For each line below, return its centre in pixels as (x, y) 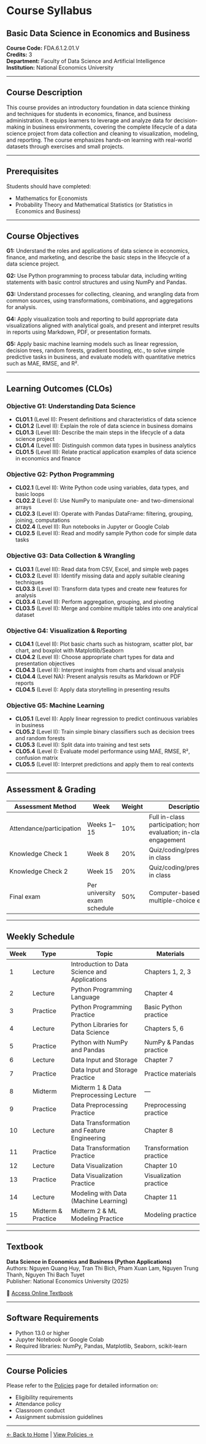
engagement (167, 840)
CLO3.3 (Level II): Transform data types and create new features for (101, 589)
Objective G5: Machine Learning (55, 705)
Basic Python (163, 1007)
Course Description (44, 93)
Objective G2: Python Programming (60, 475)
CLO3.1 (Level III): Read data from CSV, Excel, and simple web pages (102, 569)
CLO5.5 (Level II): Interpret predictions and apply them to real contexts (105, 765)
